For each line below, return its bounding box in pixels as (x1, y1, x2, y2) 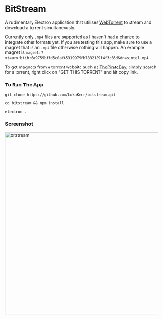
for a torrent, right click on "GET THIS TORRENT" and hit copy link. (5, 69, 138, 75)
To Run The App (5, 81, 44, 88)
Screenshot (5, 120, 33, 127)
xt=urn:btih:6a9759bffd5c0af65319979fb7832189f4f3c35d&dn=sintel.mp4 (5, 55, 149, 60)
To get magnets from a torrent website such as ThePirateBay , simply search (5, 64, 157, 70)
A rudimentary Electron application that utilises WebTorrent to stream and (5, 19, 152, 25)
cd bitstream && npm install (5, 101, 64, 106)
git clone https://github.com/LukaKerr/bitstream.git (5, 92, 116, 98)
